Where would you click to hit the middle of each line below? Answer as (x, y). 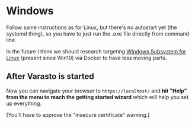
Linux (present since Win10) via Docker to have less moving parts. (87, 58)
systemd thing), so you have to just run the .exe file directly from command (98, 33)
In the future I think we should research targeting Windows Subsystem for (96, 51)
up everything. (24, 103)
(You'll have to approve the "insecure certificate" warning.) (78, 115)
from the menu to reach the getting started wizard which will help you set (97, 97)
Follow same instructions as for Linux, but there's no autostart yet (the (92, 27)
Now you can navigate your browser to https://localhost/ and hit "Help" (97, 91)
